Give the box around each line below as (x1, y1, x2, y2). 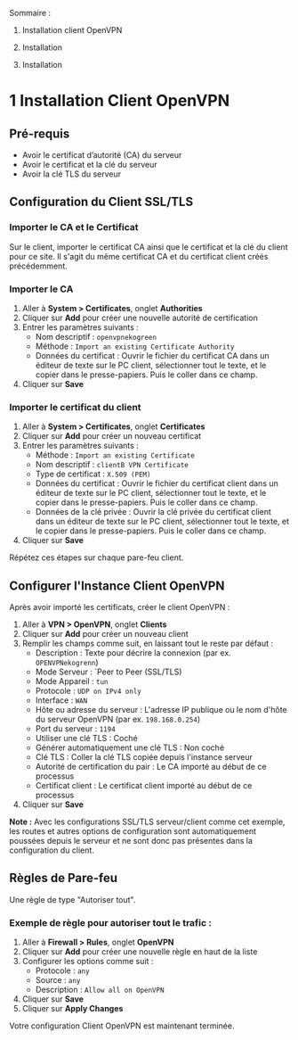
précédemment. (9, 260, 68, 271)
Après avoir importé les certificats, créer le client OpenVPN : (9, 602, 230, 613)
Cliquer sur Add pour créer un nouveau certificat (21, 431, 202, 442)
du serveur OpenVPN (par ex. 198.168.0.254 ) (35, 714, 201, 725)
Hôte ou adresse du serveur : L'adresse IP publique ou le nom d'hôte (35, 705, 287, 715)
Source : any (35, 975, 81, 986)
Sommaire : (9, 8, 52, 18)
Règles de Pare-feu (9, 871, 118, 886)
